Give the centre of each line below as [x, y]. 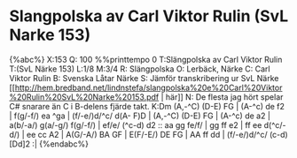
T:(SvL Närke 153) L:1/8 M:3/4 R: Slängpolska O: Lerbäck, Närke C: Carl [140, 69]
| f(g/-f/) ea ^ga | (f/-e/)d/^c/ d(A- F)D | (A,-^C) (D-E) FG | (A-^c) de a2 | [140, 116]
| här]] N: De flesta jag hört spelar [222, 97]
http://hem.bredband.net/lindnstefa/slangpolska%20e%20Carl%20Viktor [148, 87]
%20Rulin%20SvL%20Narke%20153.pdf [84, 97]
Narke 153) [50, 35]
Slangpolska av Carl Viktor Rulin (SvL [149, 16]
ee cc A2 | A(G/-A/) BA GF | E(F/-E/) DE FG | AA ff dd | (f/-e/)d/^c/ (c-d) [157, 134]
